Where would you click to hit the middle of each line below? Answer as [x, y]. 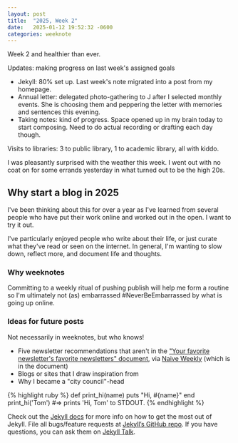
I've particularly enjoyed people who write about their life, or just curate [112, 239]
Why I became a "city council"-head [71, 381]
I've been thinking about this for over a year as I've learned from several [113, 210]
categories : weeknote [40, 34]
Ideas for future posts [46, 322]
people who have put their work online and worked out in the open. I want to [119, 218]
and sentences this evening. [59, 112]
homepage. [35, 89]
